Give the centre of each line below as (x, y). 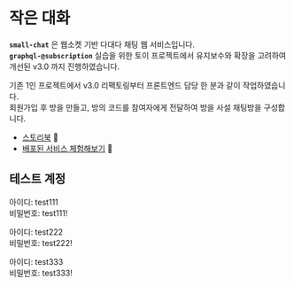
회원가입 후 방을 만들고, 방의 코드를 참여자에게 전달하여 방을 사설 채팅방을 (135, 107)
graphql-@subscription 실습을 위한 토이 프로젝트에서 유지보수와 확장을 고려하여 (147, 55)
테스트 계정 (38, 179)
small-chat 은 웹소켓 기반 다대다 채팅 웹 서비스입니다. (102, 44)
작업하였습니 (264, 85)
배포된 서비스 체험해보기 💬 (67, 148)
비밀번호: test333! (41, 273)
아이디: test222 (36, 232)
